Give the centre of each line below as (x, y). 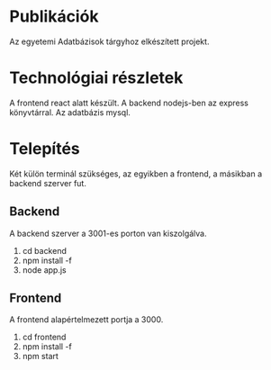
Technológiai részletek (96, 78)
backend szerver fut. (48, 183)
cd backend (45, 250)
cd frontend (44, 337)
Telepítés (45, 149)
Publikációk (54, 17)
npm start (40, 356)
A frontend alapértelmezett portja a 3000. (86, 320)
